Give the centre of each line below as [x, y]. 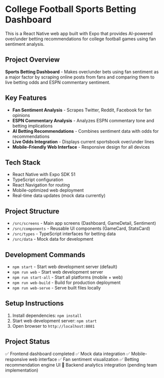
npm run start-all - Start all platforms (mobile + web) [67, 277]
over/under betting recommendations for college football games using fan [81, 39]
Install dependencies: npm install [47, 315]
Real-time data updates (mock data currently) [59, 195]
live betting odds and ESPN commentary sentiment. [58, 82]
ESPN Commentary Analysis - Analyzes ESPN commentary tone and [83, 120]
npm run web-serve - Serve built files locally [56, 288]
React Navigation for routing [41, 185]
